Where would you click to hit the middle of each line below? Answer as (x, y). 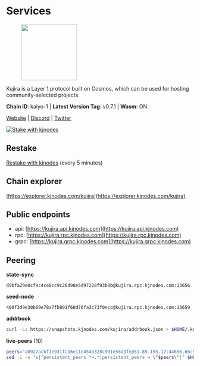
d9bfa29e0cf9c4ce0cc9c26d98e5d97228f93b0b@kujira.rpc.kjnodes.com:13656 (98, 286)
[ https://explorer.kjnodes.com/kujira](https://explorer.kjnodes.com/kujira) (96, 196)
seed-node (20, 297)
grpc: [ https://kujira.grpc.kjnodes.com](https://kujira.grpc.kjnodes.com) (103, 241)
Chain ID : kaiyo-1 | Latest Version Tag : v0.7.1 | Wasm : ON (77, 106)
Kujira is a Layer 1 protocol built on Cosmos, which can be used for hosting (98, 88)
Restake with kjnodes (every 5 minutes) (54, 163)
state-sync (20, 275)
